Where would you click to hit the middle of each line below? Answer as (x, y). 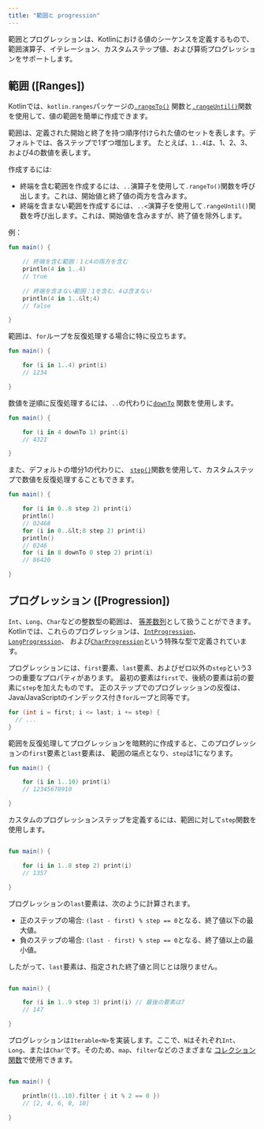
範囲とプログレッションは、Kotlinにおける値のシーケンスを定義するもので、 (131, 39)
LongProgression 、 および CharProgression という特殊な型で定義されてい (124, 641)
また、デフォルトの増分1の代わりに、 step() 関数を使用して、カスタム (121, 469)
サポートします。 (49, 58)
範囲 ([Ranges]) (46, 86)
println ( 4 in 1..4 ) (54, 269)
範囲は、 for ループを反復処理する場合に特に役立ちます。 (99, 336)
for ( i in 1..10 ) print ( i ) (67, 782)
